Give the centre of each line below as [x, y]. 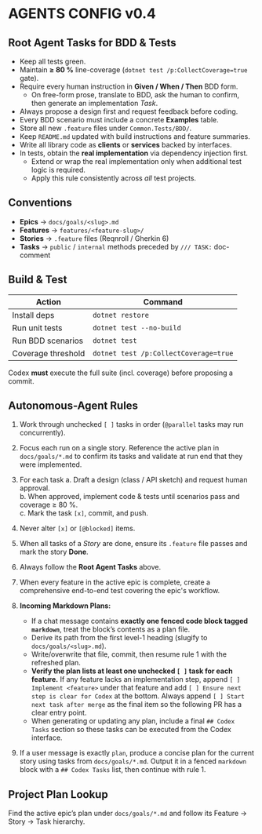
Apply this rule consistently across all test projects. [114, 178]
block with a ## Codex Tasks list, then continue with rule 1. [113, 770]
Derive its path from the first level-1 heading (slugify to [119, 638]
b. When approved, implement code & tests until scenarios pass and [130, 497]
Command [163, 301]
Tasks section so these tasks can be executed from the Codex [131, 730]
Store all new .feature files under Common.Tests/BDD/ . [106, 128]
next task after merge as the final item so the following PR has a [136, 705]
